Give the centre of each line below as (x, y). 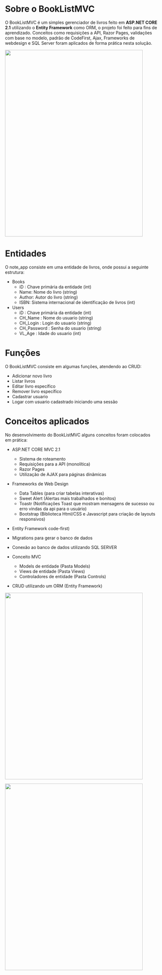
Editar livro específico (34, 386)
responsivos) (32, 519)
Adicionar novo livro (32, 376)
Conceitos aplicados (47, 421)
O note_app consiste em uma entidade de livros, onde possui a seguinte (77, 267)
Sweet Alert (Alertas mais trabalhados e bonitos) (67, 498)
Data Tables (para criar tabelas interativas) (62, 493)
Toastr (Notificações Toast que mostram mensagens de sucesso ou (87, 503)
